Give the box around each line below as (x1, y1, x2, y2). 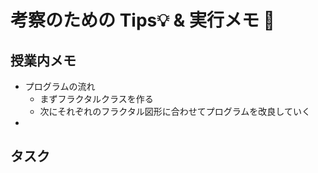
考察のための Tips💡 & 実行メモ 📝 (10, 9, 275, 32)
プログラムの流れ (24, 81, 96, 92)
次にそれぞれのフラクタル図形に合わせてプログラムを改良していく (39, 106, 311, 117)
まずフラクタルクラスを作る (39, 93, 154, 105)
